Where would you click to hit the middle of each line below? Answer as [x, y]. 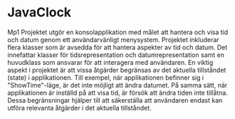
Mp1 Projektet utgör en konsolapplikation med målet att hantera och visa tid [118, 32]
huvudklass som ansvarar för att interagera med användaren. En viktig [110, 62]
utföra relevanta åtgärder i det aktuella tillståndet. [79, 108]
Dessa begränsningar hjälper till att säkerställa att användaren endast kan [115, 100]
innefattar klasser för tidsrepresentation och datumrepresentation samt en [116, 55]
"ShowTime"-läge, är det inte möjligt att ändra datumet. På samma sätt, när [117, 85]
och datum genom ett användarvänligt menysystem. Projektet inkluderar [113, 39]
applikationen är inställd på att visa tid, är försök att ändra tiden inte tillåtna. [117, 93]
